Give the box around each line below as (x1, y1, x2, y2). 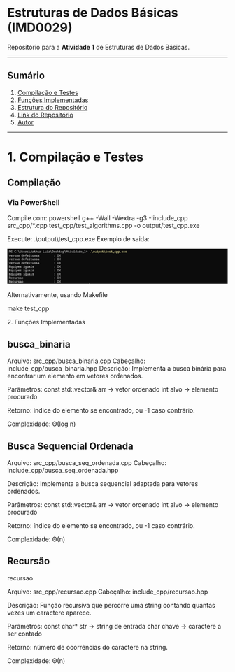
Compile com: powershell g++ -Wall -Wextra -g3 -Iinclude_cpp (7, 213, 188, 222)
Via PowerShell (7, 198, 60, 208)
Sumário (7, 70, 45, 82)
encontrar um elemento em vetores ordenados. (7, 372, 143, 380)
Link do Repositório (17, 110, 73, 119)
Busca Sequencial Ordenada (7, 440, 134, 452)
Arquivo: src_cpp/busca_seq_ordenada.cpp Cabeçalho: (7, 458, 166, 466)
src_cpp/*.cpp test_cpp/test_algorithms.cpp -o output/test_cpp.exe (7, 221, 200, 229)
